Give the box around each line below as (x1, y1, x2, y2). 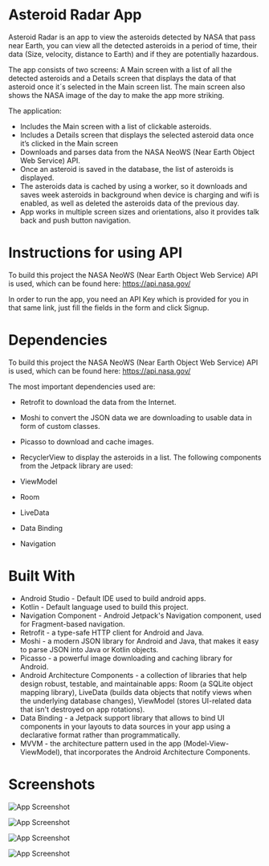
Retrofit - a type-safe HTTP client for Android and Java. (19, 627, 205, 637)
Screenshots (8, 775, 96, 793)
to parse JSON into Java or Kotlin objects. (19, 644, 159, 654)
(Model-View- (183, 738, 230, 748)
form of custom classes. (19, 421, 100, 431)
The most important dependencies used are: (8, 382, 156, 391)
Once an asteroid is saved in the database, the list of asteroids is (19, 164, 234, 174)
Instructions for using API (8, 243, 183, 262)
